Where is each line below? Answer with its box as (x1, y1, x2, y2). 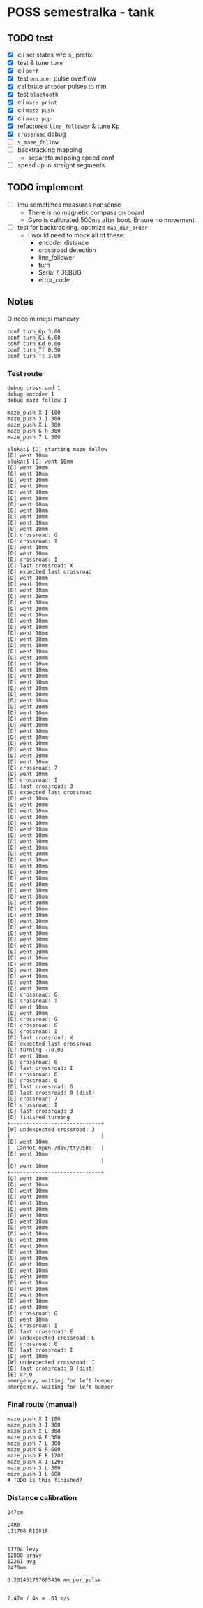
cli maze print (17, 98, 58, 106)
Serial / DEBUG (38, 268, 82, 277)
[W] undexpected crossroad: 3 (7, 1125, 96, 1133)
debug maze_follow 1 (7, 396, 68, 403)
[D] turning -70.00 (7, 1046, 64, 1053)
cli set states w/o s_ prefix (17, 50, 93, 59)
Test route (7, 368, 43, 378)
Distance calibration (7, 1493, 77, 1503)
